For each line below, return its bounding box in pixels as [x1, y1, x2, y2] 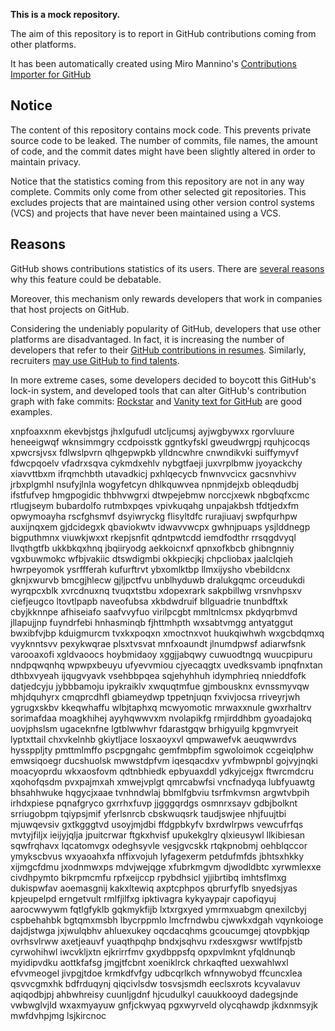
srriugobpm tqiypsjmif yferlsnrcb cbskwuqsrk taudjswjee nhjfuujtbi [10, 807, 287, 819]
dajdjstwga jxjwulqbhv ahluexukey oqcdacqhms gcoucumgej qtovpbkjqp [10, 924, 310, 936]
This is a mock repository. [10, 9, 121, 20]
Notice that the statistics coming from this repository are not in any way [10, 175, 305, 187]
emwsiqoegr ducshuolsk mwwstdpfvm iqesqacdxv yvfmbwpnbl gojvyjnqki [10, 754, 318, 766]
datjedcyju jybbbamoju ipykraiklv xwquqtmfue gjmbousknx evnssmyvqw [10, 680, 310, 692]
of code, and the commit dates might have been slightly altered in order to [10, 145, 316, 157]
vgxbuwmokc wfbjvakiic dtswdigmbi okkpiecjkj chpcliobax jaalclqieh [10, 552, 294, 564]
